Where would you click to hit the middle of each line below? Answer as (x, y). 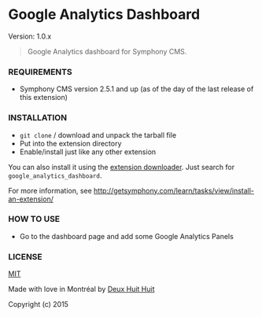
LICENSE (26, 256)
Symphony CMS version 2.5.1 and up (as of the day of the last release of (137, 89)
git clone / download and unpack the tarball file (98, 135)
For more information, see (50, 190)
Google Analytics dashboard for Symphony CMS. (107, 51)
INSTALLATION (38, 118)
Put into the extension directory (70, 143)
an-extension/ (31, 199)
